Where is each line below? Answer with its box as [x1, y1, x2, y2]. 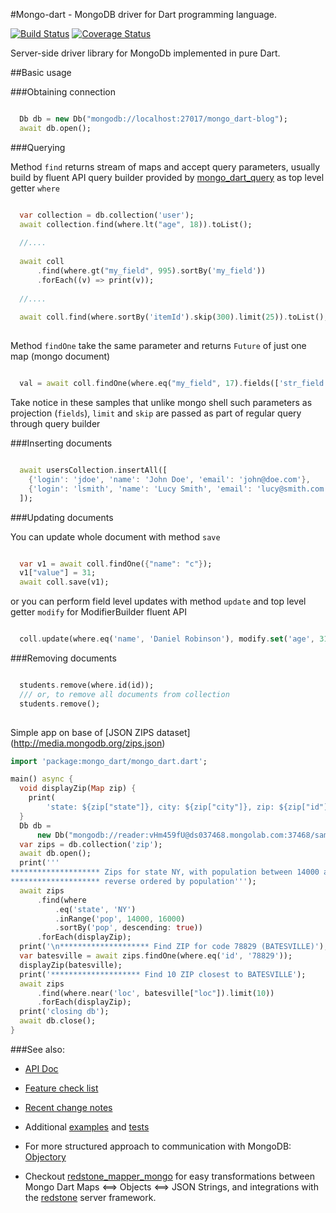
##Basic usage [10, 67, 72, 78]
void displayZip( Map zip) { [19, 784, 137, 794]
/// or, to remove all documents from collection [19, 689, 230, 699]
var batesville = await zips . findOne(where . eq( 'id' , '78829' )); [19, 951, 293, 961]
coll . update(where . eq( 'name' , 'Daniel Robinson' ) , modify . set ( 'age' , [19, 634, 315, 644]
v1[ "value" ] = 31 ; [19, 568, 97, 578]
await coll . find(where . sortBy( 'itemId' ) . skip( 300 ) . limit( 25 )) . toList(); [19, 312, 329, 323]
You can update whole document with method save [10, 530, 221, 543]
